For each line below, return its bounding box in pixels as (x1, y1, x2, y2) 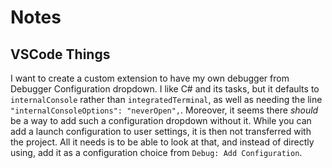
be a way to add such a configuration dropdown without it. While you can (10, 115, 312, 126)
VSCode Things (10, 46, 111, 63)
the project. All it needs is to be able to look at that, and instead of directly (10, 136, 315, 148)
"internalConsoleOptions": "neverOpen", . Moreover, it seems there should (10, 104, 319, 116)
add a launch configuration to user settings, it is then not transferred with (10, 126, 312, 137)
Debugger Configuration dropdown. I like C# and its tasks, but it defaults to (10, 83, 320, 95)
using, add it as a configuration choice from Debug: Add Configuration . (10, 147, 303, 158)
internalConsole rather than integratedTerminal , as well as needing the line (10, 94, 323, 105)
